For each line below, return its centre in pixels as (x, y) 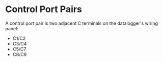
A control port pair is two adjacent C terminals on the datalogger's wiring (82, 23)
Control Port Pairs (44, 9)
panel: (12, 28)
